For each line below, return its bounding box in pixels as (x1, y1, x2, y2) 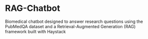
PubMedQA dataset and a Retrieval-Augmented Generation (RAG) (5, 23, 136, 29)
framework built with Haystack (5, 29, 66, 34)
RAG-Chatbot (5, 3, 60, 14)
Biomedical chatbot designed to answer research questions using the (5, 19, 144, 24)
